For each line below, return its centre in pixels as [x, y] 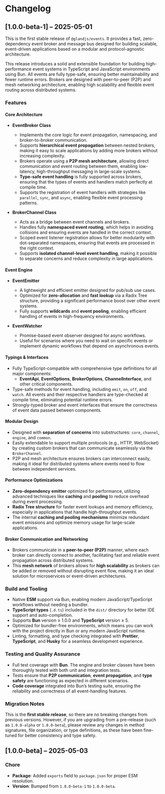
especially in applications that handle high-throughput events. [75, 512]
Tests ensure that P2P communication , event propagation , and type [82, 675]
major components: [32, 373]
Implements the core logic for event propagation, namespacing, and [88, 135]
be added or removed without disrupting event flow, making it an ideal [83, 571]
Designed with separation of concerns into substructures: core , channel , [86, 432]
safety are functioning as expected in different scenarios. [70, 680]
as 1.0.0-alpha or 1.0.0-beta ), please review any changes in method [75, 725]
